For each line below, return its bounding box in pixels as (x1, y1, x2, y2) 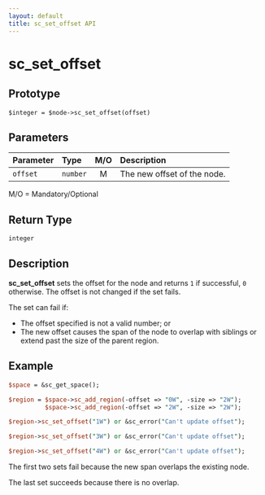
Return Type (8, 212, 72, 226)
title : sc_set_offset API (8, 20, 96, 28)
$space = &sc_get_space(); (8, 380, 100, 389)
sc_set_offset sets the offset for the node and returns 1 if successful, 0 (8, 278, 246, 287)
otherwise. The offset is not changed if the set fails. (8, 287, 181, 296)
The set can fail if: (8, 302, 69, 312)
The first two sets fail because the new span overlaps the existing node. (8, 462, 250, 471)
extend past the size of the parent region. (20, 335, 159, 345)
